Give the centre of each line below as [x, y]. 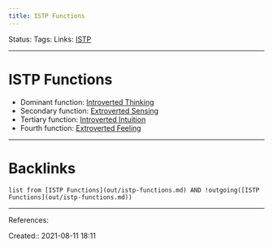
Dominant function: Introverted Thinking [87, 102]
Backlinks [42, 168]
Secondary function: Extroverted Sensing [89, 110]
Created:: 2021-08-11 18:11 [52, 236]
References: [28, 219]
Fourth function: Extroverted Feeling [80, 128]
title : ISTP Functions [47, 16]
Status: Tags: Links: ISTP [50, 39]
